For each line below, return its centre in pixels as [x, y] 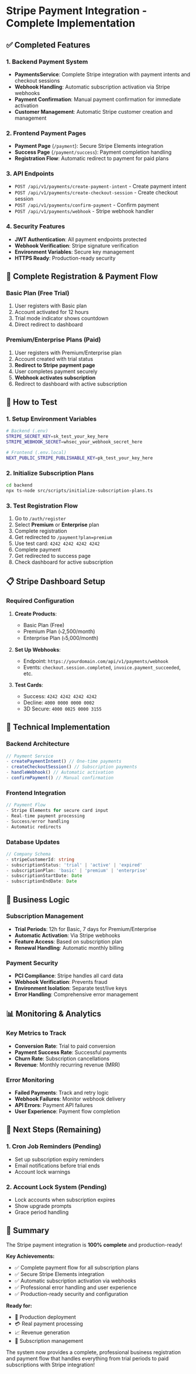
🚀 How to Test [32, 402]
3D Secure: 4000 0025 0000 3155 [62, 709]
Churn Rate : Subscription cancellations [62, 1058]
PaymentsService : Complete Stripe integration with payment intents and [102, 74]
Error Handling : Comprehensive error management [76, 994]
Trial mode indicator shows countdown [61, 319]
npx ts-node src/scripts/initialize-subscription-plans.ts [80, 490]
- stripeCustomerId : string [40, 859]
